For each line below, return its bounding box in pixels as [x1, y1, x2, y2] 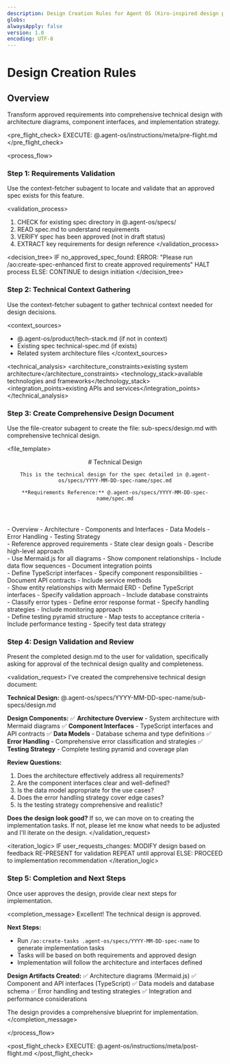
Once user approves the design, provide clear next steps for [7, 889, 177, 897]
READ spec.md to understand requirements [16, 226, 140, 234]
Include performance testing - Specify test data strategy [7, 620, 166, 628]
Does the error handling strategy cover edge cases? [16, 793, 164, 802]
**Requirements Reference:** [21, 489, 105, 496]
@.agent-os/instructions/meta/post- [97, 1041, 199, 1050]
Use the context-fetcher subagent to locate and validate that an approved [7, 184, 215, 193]
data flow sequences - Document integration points [7, 561, 153, 570]
